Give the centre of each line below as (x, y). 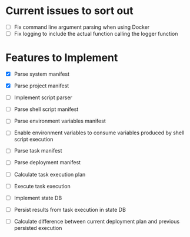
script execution (34, 140)
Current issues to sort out (69, 11)
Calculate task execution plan (50, 174)
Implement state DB (38, 198)
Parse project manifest (41, 86)
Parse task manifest (38, 151)
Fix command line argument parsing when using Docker (82, 27)
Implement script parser (43, 97)
